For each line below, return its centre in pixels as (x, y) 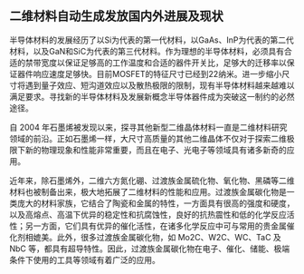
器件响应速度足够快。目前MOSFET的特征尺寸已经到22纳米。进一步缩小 (149, 73)
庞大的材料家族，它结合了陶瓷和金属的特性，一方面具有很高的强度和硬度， (156, 203)
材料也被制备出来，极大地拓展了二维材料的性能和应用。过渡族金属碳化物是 (148, 191)
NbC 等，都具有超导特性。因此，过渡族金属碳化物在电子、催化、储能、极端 (150, 249)
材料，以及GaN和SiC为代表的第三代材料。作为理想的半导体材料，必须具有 (147, 51)
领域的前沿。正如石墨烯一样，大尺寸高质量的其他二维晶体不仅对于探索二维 (148, 138)
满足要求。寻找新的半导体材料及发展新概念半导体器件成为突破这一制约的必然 (152, 96)
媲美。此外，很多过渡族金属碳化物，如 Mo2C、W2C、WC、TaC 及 (157, 237)
